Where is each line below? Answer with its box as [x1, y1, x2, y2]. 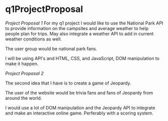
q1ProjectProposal [5, 3, 83, 15]
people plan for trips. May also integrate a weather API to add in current [5, 30, 154, 36]
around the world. [5, 95, 42, 101]
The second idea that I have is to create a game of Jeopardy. [5, 80, 132, 86]
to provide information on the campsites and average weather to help [5, 25, 149, 31]
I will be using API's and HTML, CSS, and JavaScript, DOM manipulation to [5, 55, 159, 61]
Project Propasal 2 [5, 70, 44, 76]
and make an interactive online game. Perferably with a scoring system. [5, 110, 153, 116]
